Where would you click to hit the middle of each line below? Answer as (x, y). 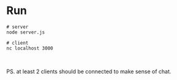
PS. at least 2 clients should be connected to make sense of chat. (89, 71)
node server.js (26, 32)
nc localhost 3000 (30, 48)
